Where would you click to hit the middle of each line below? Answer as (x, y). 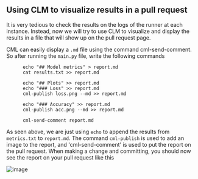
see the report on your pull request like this (60, 157)
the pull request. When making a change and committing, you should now (99, 151)
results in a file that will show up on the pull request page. (79, 37)
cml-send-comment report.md (58, 120)
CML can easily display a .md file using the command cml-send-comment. (99, 49)
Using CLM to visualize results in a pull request (97, 10)
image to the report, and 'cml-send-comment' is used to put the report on (99, 144)
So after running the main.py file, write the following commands (86, 56)
